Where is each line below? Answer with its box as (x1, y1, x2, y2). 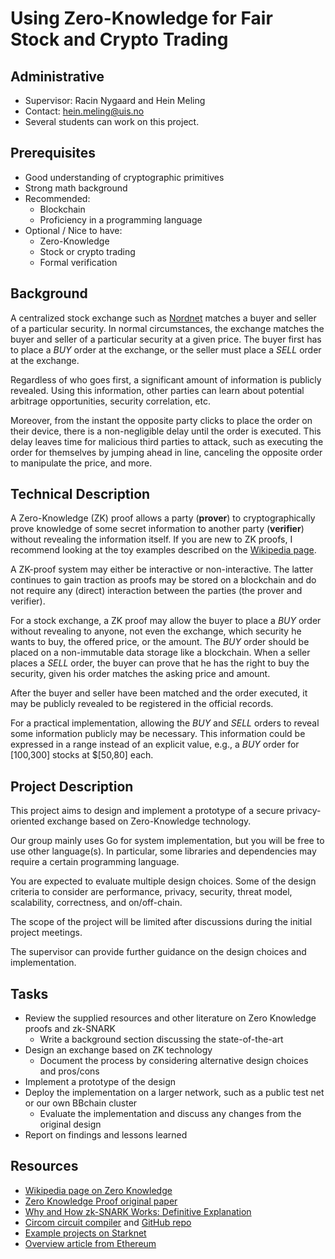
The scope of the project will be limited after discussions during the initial (10, 916, 313, 928)
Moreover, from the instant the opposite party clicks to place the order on (10, 414, 313, 426)
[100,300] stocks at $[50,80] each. (10, 749, 154, 761)
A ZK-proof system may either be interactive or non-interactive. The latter (10, 563, 314, 576)
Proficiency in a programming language (39, 213, 203, 226)
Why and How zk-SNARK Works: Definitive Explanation (24, 1205, 252, 1217)
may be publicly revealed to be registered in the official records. (10, 698, 274, 710)
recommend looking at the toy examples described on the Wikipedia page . (10, 544, 317, 556)
